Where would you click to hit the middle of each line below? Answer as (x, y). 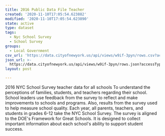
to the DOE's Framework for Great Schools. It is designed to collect (73, 119)
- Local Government (29, 51)
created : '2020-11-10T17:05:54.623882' (46, 14)
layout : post (18, 69)
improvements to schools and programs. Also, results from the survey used (81, 103)
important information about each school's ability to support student (74, 124)
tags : (11, 32)
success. (14, 129)
